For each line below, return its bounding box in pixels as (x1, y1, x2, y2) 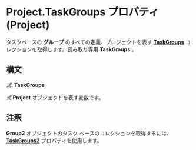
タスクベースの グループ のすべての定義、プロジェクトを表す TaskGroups (6, 38, 184, 45)
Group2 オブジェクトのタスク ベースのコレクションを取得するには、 (6, 129, 172, 136)
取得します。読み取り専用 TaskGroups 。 (36, 45, 137, 53)
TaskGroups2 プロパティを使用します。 (6, 136, 102, 144)
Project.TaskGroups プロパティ (6, 5, 159, 19)
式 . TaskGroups (6, 81, 45, 88)
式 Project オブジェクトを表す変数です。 (6, 94, 104, 101)
